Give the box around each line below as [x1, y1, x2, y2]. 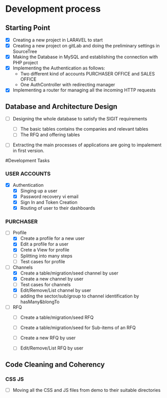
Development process [5, 3, 101, 15]
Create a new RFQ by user [20, 335, 76, 341]
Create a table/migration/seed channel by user [20, 270, 118, 276]
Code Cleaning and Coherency [5, 360, 105, 369]
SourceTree [12, 48, 37, 55]
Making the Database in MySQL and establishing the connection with [12, 54, 158, 60]
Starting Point [5, 23, 51, 32]
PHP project [12, 60, 38, 66]
